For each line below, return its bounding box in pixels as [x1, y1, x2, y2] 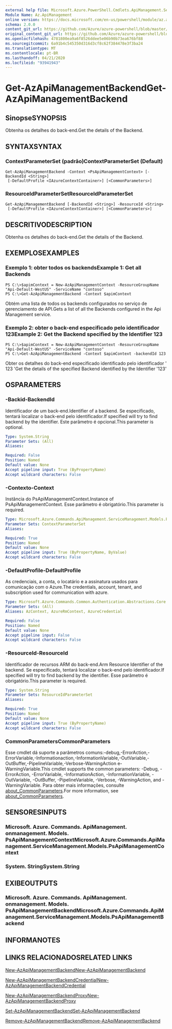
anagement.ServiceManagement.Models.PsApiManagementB [5, 913, 164, 920]
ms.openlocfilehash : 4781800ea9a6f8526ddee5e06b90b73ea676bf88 [5, 37, 143, 42]
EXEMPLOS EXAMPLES [5, 249, 79, 258]
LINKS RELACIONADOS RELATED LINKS [5, 953, 133, 962]
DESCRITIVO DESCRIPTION [5, 220, 92, 229]
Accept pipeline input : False [5, 633, 70, 638]
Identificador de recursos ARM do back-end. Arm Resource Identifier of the [5, 661, 163, 667]
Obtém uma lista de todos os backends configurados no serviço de [5, 300, 147, 306]
